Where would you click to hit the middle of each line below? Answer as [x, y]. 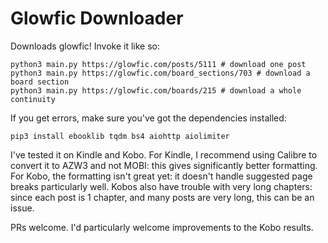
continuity [33, 99]
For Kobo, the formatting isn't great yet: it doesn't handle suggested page [161, 176]
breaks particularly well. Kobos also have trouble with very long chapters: [161, 186]
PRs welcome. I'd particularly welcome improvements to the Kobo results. [162, 227]
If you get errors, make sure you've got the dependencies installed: [148, 118]
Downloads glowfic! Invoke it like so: [85, 46]
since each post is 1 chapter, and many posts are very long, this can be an [162, 197]
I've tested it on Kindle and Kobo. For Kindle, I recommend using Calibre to [164, 154]
